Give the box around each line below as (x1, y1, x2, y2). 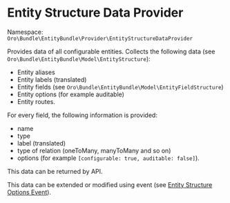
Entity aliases (17, 68, 55, 76)
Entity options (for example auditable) (17, 90, 124, 98)
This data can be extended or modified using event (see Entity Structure (7, 180, 213, 188)
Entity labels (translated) (17, 75, 87, 84)
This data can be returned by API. (7, 167, 103, 175)
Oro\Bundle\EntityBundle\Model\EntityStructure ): (7, 54, 151, 63)
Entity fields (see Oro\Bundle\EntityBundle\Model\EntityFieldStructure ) (17, 82, 224, 91)
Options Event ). (7, 188, 52, 196)
